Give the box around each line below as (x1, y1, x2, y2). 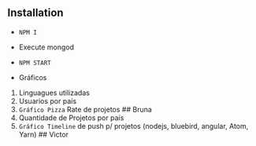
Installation (7, 6, 64, 20)
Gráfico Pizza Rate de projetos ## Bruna (18, 104, 153, 114)
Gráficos (18, 72, 47, 82)
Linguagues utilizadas (18, 88, 90, 97)
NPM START (18, 59, 52, 67)
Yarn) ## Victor (18, 130, 69, 139)
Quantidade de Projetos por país (18, 113, 124, 122)
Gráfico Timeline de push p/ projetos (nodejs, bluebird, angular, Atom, (18, 121, 249, 130)
